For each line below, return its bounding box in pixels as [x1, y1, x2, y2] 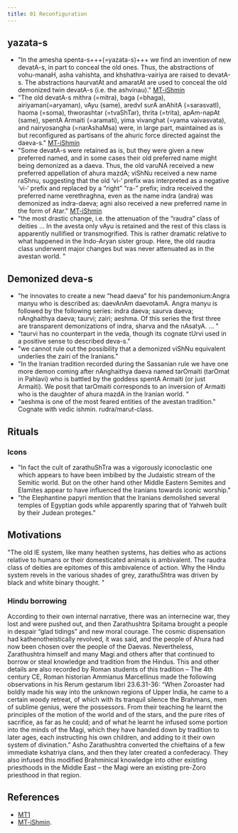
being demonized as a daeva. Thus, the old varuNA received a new [17, 161, 215, 170]
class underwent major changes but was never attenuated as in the [17, 245, 215, 253]
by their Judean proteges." [17, 508, 96, 516]
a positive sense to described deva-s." [17, 337, 131, 346]
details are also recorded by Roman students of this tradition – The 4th [7, 665, 214, 674]
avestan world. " [17, 252, 66, 260]
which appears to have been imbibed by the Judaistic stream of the [17, 470, 215, 479]
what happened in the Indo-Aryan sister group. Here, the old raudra [17, 237, 215, 245]
